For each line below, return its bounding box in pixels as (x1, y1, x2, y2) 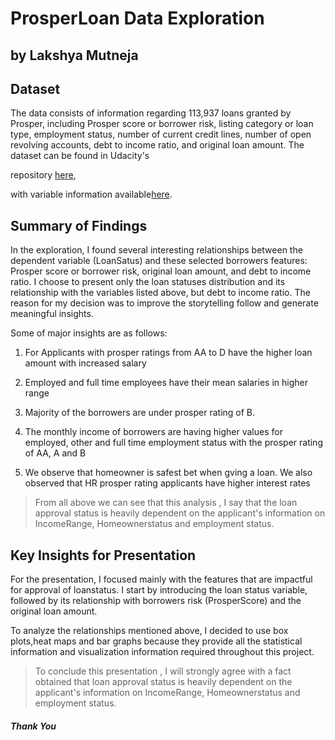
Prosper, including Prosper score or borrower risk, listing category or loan (10, 118, 314, 130)
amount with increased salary (24, 357, 147, 369)
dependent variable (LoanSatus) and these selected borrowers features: (10, 255, 308, 267)
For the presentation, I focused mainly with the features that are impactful (10, 573, 313, 586)
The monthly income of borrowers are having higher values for (24, 426, 283, 438)
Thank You (10, 720, 57, 732)
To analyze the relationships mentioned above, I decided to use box (10, 625, 289, 637)
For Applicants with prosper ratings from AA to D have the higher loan (24, 347, 313, 359)
